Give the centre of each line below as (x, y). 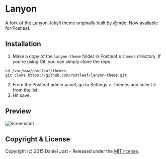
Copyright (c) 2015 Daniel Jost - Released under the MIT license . (72, 151)
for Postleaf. (18, 28)
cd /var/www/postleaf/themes (36, 71)
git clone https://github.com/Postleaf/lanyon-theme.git (66, 75)
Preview (18, 111)
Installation (23, 44)
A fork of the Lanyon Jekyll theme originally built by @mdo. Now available (82, 23)
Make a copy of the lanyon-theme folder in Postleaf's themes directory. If (87, 56)
